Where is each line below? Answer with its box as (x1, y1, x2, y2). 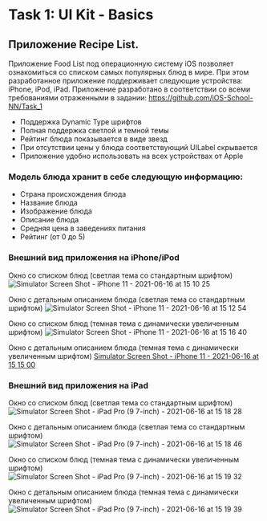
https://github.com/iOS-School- (148, 93, 254, 102)
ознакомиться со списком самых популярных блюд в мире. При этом (8, 67, 249, 77)
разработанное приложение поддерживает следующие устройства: (8, 76, 243, 85)
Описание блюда (19, 215, 79, 225)
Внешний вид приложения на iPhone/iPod (8, 252, 180, 263)
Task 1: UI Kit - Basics (8, 6, 154, 24)
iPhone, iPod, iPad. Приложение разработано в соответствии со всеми (8, 84, 251, 94)
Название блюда (19, 198, 78, 208)
